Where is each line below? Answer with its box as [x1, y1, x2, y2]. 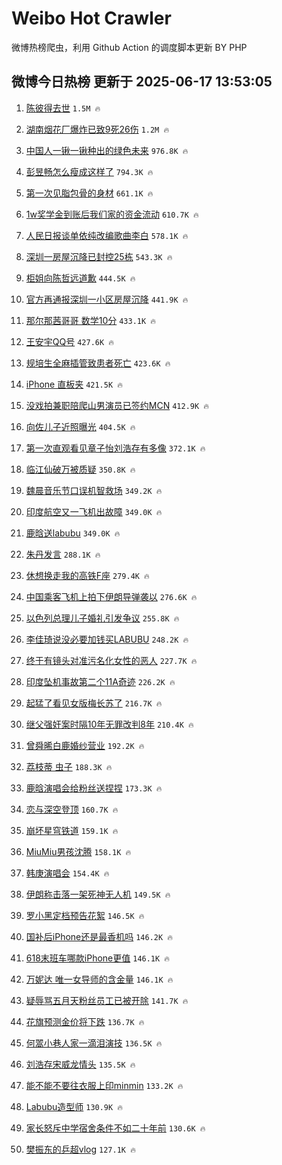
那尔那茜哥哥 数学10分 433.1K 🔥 [25, 314, 157, 326]
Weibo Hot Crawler [11, 7, 172, 30]
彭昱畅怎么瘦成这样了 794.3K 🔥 [25, 165, 154, 177]
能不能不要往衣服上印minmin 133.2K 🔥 [25, 1079, 184, 1091]
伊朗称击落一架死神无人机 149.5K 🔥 [25, 888, 171, 900]
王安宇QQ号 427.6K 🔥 [25, 335, 114, 347]
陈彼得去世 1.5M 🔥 [25, 102, 101, 114]
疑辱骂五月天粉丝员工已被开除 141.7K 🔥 [25, 994, 189, 1006]
